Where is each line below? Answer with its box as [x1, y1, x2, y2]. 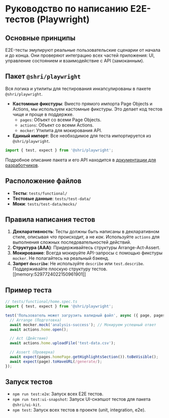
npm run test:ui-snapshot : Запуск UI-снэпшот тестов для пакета [12, 396, 151, 402]
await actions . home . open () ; [10, 327, 69, 332]
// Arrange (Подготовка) [10, 318, 62, 323]
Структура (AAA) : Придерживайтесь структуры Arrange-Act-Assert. [12, 245, 160, 251]
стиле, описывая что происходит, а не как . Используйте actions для [12, 234, 160, 240]
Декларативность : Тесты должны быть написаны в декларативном [12, 229, 159, 235]
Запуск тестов [5, 378, 53, 386]
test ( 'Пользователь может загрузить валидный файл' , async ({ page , [5, 312, 152, 318]
